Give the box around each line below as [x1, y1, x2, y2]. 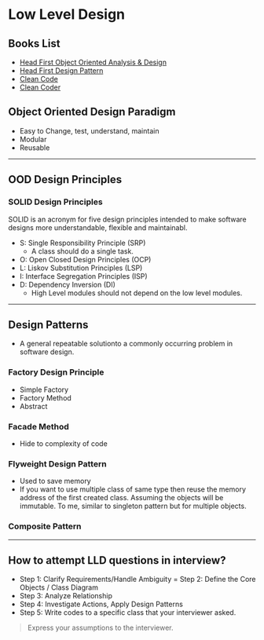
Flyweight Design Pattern [8, 458, 108, 469]
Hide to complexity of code [19, 438, 108, 448]
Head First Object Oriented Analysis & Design [19, 57, 167, 67]
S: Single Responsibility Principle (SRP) [19, 238, 146, 247]
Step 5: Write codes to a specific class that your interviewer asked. [19, 608, 236, 617]
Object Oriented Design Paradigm [8, 105, 176, 119]
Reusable [19, 143, 50, 152]
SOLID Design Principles [8, 196, 104, 207]
